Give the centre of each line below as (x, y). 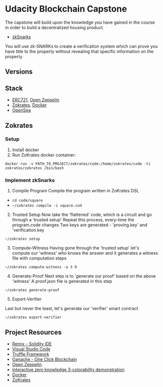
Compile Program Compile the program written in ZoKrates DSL (75, 191)
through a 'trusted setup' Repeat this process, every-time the (73, 220)
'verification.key (28, 230)
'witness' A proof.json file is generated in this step (62, 281)
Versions (19, 72)
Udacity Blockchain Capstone (66, 9)
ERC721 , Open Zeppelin (36, 100)
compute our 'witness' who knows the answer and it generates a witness (85, 253)
